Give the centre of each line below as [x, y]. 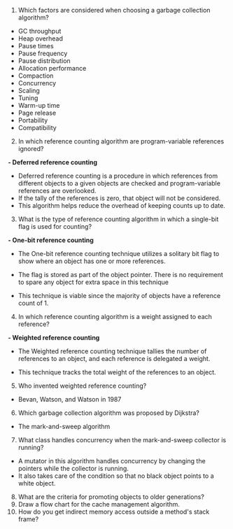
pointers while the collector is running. [73, 468]
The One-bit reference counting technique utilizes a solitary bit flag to [119, 254]
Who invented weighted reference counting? [82, 386]
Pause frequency [43, 53]
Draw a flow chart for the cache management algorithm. [99, 504]
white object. [37, 483]
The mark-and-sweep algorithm [64, 426]
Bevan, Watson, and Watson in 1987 [70, 399]
